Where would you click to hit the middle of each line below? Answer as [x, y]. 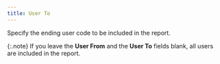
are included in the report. [44, 53]
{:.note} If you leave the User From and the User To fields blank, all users [110, 46]
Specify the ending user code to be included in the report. [89, 33]
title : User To [29, 13]
